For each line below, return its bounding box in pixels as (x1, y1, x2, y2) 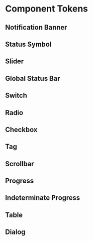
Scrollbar (5, 159, 34, 168)
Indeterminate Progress (5, 194, 81, 202)
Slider (5, 57, 24, 66)
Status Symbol (5, 40, 52, 48)
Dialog (5, 228, 26, 236)
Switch (5, 91, 27, 100)
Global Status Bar (5, 74, 61, 83)
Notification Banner (5, 23, 67, 32)
